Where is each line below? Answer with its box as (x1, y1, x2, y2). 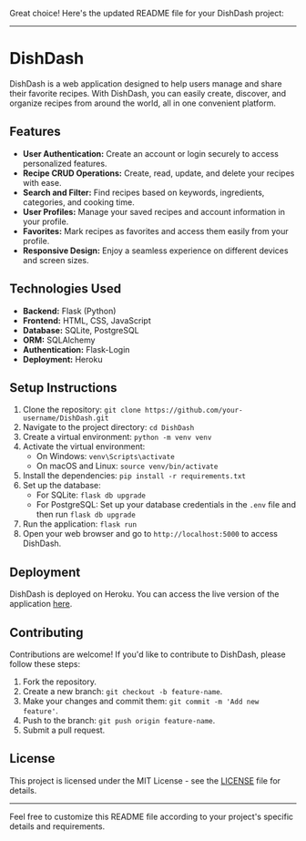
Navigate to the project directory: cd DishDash (22, 422, 195, 433)
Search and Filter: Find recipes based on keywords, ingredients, (22, 187, 265, 198)
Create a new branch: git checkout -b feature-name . (22, 686, 223, 696)
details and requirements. (9, 820, 106, 832)
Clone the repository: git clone (22, 405, 141, 415)
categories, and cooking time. (22, 196, 135, 208)
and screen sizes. (22, 254, 89, 265)
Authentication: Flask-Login (22, 344, 130, 354)
